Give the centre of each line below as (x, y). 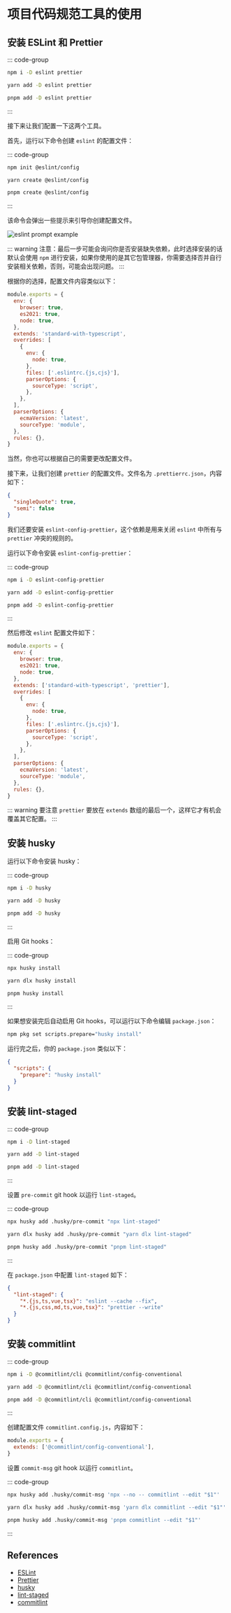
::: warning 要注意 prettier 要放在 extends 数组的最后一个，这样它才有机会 (114, 810)
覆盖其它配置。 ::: (32, 819)
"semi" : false (34, 508)
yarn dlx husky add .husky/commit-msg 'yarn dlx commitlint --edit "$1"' (117, 1507)
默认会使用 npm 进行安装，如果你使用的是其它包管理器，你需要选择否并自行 (114, 258)
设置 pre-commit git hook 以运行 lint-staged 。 (74, 1195)
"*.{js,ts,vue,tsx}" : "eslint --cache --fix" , (89, 1301)
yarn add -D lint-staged (43, 1154)
